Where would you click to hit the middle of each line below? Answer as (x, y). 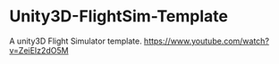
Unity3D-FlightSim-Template (118, 16)
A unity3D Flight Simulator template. (76, 41)
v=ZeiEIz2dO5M (39, 50)
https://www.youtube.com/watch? (207, 41)
